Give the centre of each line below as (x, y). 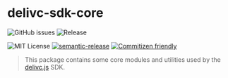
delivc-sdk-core (55, 13)
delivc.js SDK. (45, 67)
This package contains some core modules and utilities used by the (122, 59)
